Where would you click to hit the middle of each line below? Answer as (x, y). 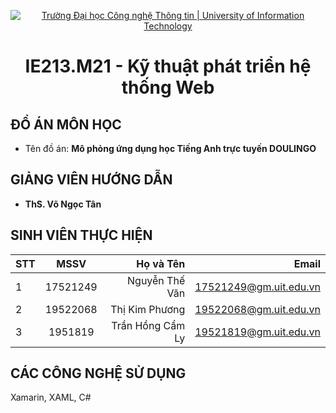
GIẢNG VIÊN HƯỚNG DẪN (91, 180)
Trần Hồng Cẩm (148, 325)
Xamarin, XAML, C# (51, 397)
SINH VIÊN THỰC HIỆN (81, 235)
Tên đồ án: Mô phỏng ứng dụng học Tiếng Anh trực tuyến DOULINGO (170, 148)
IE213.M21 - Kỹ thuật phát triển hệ (168, 66)
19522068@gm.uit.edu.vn (257, 309)
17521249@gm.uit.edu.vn (257, 287)
